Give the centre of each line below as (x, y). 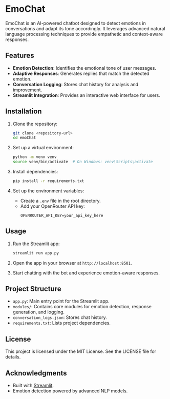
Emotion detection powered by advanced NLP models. (70, 391)
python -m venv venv (35, 157)
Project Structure (33, 289)
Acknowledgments (36, 373)
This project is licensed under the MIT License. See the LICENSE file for (81, 351)
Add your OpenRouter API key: (53, 206)
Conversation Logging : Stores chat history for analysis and (76, 84)
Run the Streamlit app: (36, 244)
